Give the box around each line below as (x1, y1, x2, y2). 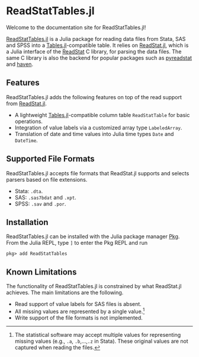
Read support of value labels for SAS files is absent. (14, 301, 142, 308)
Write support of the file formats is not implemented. (14, 314, 143, 321)
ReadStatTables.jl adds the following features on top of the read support (6, 93, 182, 100)
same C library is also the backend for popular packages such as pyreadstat (6, 54, 192, 61)
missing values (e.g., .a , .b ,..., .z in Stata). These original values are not (14, 337, 188, 345)
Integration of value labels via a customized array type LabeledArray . (14, 124, 182, 131)
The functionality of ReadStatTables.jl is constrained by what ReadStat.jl (6, 283, 182, 290)
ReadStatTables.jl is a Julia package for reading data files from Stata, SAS (6, 35, 186, 42)
